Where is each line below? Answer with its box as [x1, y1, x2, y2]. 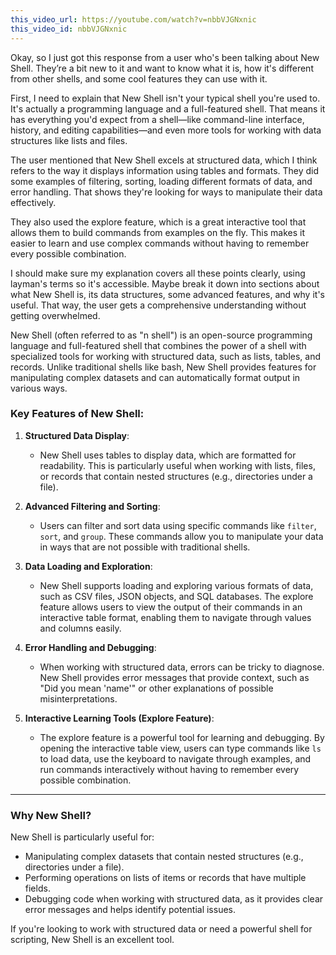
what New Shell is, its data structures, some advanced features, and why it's [10, 288, 325, 300]
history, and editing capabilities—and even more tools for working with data [10, 124, 322, 136]
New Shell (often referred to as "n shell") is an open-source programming [10, 329, 313, 341]
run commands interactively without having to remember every [39, 763, 300, 775]
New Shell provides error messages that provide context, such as [39, 671, 310, 683]
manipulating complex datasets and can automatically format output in [10, 371, 301, 383]
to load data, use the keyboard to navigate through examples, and [39, 752, 312, 765]
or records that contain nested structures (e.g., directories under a [39, 470, 313, 482]
